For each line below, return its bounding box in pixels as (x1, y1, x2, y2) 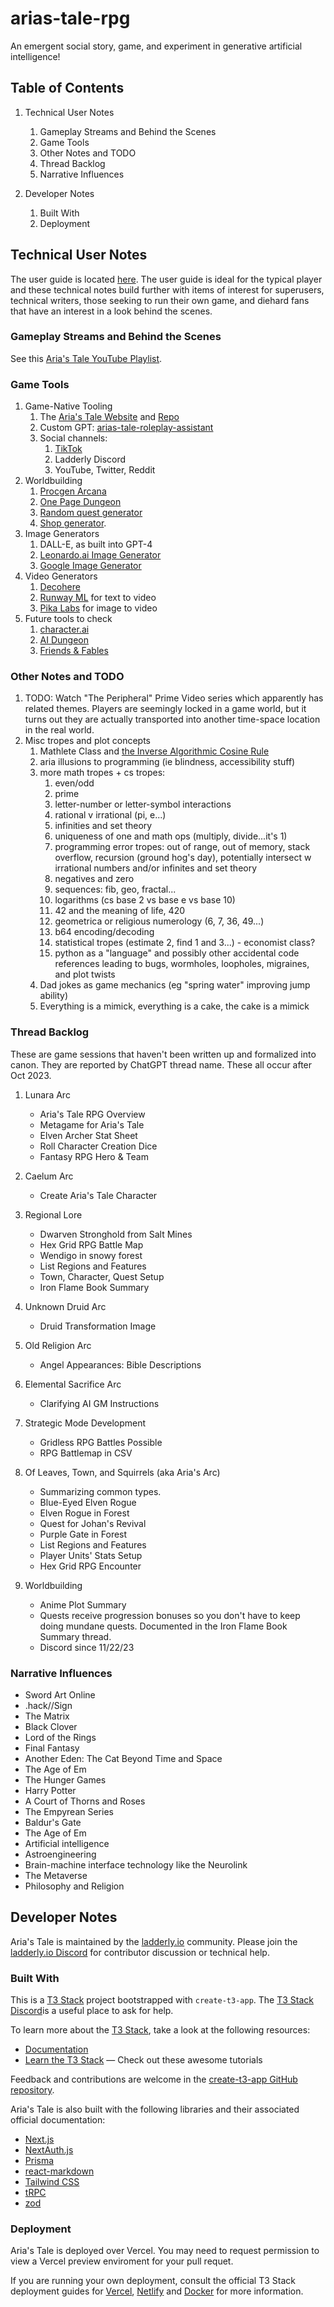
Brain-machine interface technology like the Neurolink (24, 1859, 248, 1871)
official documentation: (10, 2114, 106, 2126)
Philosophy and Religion (24, 1880, 125, 1892)
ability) (39, 990, 69, 1002)
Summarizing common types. (39, 1485, 162, 1497)
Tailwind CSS (24, 2176, 80, 2188)
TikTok (54, 443, 83, 455)
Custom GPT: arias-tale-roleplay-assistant (39, 422, 214, 434)
